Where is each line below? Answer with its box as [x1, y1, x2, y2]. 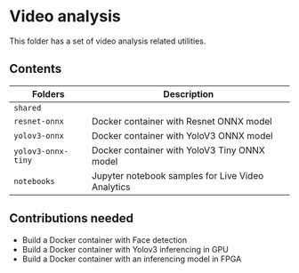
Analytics [92, 181, 131, 193]
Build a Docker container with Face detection [21, 234, 188, 245]
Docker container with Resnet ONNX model [92, 115, 273, 127]
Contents [9, 61, 62, 76]
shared [13, 102, 42, 113]
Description [163, 87, 214, 100]
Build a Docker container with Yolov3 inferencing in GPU [21, 244, 229, 254]
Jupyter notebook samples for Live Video [92, 169, 264, 181]
